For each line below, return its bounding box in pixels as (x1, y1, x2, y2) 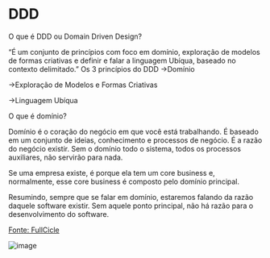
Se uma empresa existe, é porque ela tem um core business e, (8, 168, 215, 177)
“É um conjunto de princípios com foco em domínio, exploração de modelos (8, 47, 260, 56)
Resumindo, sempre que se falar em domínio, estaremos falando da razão (8, 192, 254, 202)
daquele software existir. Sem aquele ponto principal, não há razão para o (8, 201, 254, 210)
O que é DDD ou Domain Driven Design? (8, 31, 143, 41)
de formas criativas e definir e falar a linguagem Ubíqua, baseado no (8, 56, 236, 65)
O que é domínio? (8, 110, 67, 121)
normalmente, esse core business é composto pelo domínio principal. (8, 177, 240, 186)
